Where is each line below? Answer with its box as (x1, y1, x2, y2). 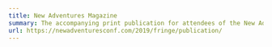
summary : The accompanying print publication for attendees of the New (8, 19, 255, 27)
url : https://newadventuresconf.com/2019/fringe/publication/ (8, 26, 223, 34)
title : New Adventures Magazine (8, 11, 117, 20)
